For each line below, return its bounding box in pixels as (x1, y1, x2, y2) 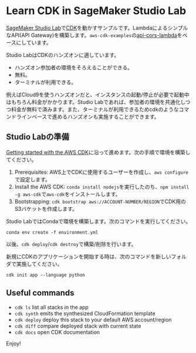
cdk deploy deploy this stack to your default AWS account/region (14, 316, 172, 323)
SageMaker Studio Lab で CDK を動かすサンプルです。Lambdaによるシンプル (6, 24, 188, 31)
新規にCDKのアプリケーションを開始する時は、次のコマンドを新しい (6, 253, 171, 260)
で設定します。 (14, 176, 51, 183)
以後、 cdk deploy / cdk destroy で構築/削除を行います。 (6, 240, 137, 247)
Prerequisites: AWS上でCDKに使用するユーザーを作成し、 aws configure (14, 169, 189, 176)
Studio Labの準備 (6, 132, 69, 142)
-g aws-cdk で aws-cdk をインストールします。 (14, 190, 121, 197)
